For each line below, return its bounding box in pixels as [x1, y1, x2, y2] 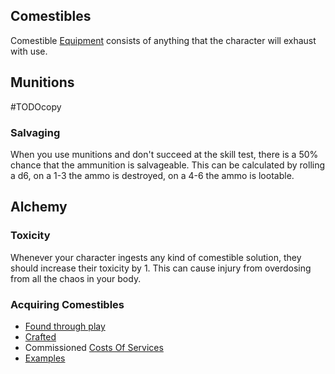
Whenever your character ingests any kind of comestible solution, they [10, 251, 302, 263]
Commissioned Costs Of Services [24, 341, 164, 353]
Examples [24, 352, 66, 364]
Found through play [24, 320, 106, 332]
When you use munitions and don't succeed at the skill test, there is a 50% [10, 148, 319, 160]
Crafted [24, 330, 57, 343]
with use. [10, 45, 48, 57]
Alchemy [10, 199, 68, 216]
